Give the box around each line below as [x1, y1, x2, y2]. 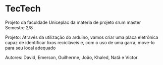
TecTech [5, 3, 41, 14]
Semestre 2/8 [5, 24, 33, 30]
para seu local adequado [5, 45, 56, 51]
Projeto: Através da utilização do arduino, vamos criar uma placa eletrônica [5, 34, 159, 40]
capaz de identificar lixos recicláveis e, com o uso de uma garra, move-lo [5, 39, 155, 45]
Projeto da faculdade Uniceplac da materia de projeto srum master [5, 19, 141, 25]
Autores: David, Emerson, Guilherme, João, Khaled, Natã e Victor [5, 54, 138, 60]
